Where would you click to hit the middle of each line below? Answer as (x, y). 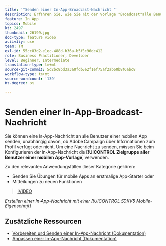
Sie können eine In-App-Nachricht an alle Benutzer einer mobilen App (76, 136)
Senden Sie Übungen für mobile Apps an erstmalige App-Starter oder (83, 176)
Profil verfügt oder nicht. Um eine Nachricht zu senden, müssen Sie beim (80, 147)
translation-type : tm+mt (31, 65)
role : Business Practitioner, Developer (47, 56)
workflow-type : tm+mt (27, 74)
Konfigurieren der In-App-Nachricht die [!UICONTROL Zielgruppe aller (77, 152)
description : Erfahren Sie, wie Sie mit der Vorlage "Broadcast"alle (78, 14)
